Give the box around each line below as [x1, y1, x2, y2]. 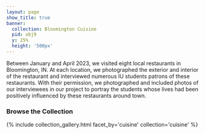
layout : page [6, 9, 40, 15]
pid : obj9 [12, 32, 37, 38]
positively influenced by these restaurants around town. [6, 92, 146, 99]
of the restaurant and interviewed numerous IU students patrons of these [6, 72, 190, 80]
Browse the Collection [6, 107, 73, 116]
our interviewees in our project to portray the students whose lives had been [6, 85, 199, 93]
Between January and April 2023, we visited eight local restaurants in [6, 59, 181, 67]
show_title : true [6, 15, 51, 21]
